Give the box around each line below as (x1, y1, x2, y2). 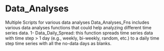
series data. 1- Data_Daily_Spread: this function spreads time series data (5, 30, 153, 36)
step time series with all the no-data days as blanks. (5, 40, 112, 46)
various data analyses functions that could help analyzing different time (5, 24, 152, 30)
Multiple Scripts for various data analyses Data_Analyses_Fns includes (5, 19, 150, 25)
